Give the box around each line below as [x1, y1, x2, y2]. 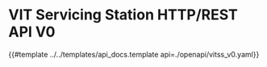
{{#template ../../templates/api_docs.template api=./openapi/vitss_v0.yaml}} [8, 49, 260, 59]
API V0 [8, 23, 56, 41]
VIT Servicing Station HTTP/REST [8, 6, 238, 24]
